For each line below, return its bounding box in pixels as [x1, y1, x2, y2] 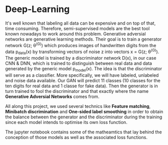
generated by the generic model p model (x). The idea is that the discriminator [5, 66, 162, 73]
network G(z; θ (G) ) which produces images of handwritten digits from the [5, 41, 156, 48]
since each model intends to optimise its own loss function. [5, 119, 128, 125]
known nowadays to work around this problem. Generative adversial [5, 31, 146, 37]
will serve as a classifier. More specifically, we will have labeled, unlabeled [5, 72, 159, 78]
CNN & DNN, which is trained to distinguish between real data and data [5, 60, 152, 66]
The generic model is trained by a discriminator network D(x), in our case [5, 55, 156, 61]
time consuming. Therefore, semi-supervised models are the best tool [5, 25, 150, 31]
